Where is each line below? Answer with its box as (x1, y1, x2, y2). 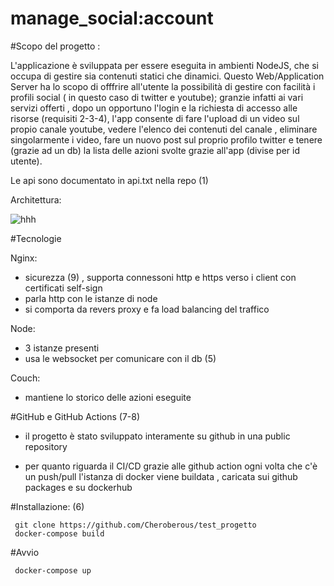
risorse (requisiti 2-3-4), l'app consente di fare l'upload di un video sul (10, 112, 300, 124)
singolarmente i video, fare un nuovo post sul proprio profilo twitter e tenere (10, 133, 323, 146)
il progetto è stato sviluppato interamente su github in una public (24, 430, 291, 442)
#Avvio (10, 546, 40, 558)
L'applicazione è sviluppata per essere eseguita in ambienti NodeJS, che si (10, 59, 319, 71)
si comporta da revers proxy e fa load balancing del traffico (24, 303, 270, 315)
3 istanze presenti (24, 342, 100, 354)
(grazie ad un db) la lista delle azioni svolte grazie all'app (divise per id (10, 144, 300, 156)
